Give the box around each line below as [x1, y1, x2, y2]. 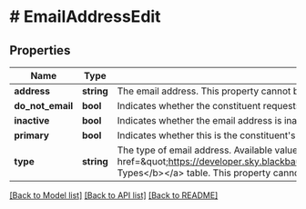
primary [14, 129, 50, 142]
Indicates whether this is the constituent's [117, 129, 296, 142]
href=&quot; [117, 155, 168, 167]
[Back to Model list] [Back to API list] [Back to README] [9, 190, 219, 201]
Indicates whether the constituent [117, 100, 261, 112]
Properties [9, 43, 71, 58]
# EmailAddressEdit [9, 6, 161, 27]
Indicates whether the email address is [117, 114, 282, 126]
